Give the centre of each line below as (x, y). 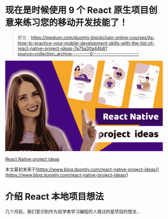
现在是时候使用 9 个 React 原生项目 (77, 10)
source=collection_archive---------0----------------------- (78, 53)
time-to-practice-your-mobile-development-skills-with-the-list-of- (86, 43)
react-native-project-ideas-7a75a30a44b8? (62, 48)
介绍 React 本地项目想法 (54, 197)
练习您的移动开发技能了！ (75, 23)
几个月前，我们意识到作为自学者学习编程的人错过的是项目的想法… (73, 211)
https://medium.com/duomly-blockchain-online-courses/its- (93, 37)
